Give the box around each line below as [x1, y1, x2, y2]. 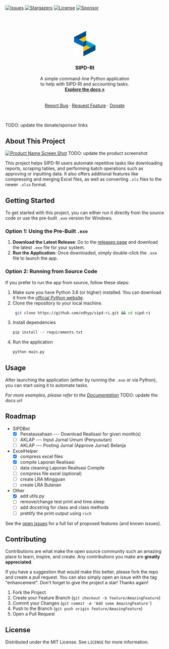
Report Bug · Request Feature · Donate [44, 103, 125, 109]
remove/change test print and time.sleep [20, 499, 105, 505]
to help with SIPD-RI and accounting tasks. [40, 81, 130, 87]
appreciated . [5, 559, 33, 565]
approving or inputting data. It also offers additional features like [5, 171, 139, 177]
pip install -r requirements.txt [12, 330, 83, 335]
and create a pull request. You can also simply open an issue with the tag [5, 574, 157, 580]
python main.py [12, 350, 45, 355]
